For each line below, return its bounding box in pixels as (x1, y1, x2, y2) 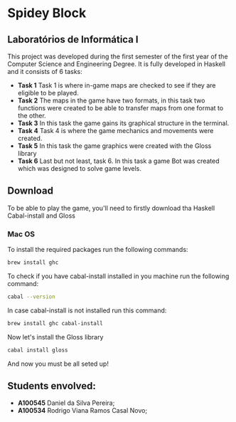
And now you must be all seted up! (7, 359, 109, 368)
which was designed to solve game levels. (17, 164, 142, 172)
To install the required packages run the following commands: (7, 246, 188, 254)
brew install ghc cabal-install (7, 320, 103, 327)
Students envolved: (7, 380, 96, 392)
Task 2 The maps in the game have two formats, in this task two (17, 96, 205, 105)
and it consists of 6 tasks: (7, 68, 83, 75)
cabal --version (7, 293, 55, 300)
